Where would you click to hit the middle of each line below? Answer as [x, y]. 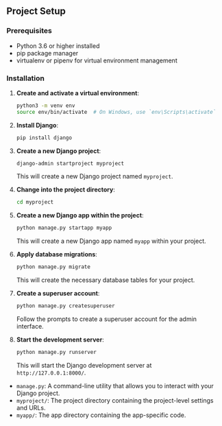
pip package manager [47, 53]
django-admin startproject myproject [70, 163]
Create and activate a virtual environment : [78, 93]
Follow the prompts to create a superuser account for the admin [106, 319]
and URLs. [31, 407]
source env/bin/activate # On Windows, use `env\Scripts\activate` [116, 112]
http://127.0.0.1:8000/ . [51, 372]
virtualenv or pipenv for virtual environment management [97, 60]
